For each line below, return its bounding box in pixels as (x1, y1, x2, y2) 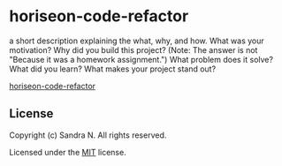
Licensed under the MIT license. (9, 147, 126, 157)
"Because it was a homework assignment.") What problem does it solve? (9, 54, 274, 64)
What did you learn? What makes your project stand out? (9, 64, 217, 74)
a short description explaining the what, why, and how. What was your (9, 35, 265, 46)
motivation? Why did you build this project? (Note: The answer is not (9, 44, 258, 55)
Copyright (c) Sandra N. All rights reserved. (9, 130, 167, 140)
